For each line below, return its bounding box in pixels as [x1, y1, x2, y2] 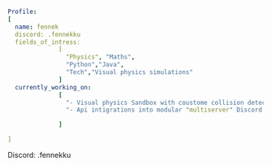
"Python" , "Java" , [65, 61, 125, 69]
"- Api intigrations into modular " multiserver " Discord [65, 106, 263, 114]
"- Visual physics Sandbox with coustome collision [65, 98, 244, 107]
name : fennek [15, 23, 59, 31]
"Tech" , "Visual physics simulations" [65, 68, 194, 76]
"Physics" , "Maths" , [65, 53, 136, 61]
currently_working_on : [15, 83, 92, 91]
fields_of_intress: [15, 37, 81, 46]
